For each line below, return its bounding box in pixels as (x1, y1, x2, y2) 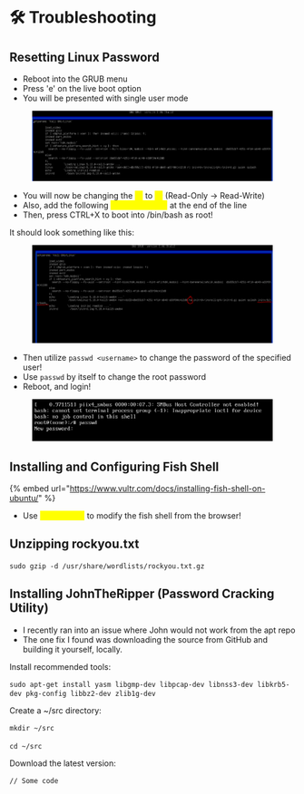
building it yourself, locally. (22, 644, 123, 654)
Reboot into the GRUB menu (22, 73, 128, 84)
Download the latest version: (9, 758, 116, 769)
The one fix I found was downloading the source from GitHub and (22, 634, 268, 644)
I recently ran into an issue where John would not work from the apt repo (22, 625, 296, 635)
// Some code (9, 776, 59, 785)
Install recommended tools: (9, 661, 112, 672)
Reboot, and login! (22, 382, 92, 392)
